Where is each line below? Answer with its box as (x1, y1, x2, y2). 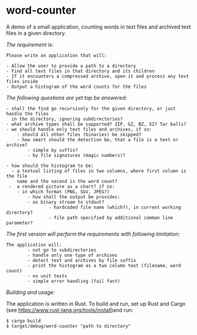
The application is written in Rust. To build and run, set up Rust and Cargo (6, 300, 186, 307)
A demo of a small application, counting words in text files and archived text (6, 23, 191, 30)
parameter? (6, 220, 33, 226)
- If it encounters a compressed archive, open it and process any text (6, 73, 189, 79)
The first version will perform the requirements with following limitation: (6, 230, 180, 238)
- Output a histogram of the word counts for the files (6, 84, 147, 90)
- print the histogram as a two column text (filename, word (27, 263, 182, 268)
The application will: (6, 242, 62, 248)
